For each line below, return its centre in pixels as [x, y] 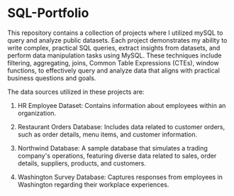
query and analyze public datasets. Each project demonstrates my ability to [117, 40]
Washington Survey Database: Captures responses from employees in [120, 177]
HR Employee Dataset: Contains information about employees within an [122, 105]
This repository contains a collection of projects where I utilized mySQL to [115, 33]
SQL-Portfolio [48, 13]
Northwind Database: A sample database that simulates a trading [112, 148]
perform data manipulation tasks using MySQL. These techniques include [115, 55]
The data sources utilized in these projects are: [76, 92]
